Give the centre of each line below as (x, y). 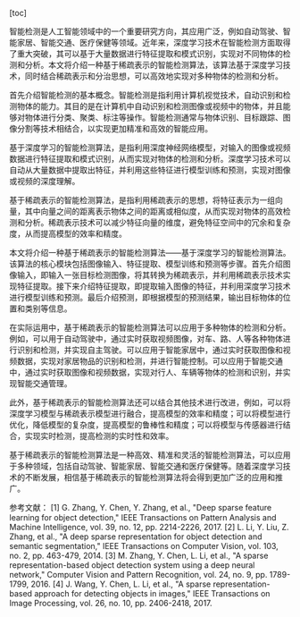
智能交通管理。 (44, 383)
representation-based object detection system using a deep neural (132, 565)
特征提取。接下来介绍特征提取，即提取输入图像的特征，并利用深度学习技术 (154, 286)
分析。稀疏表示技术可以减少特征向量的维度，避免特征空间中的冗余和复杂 (158, 222)
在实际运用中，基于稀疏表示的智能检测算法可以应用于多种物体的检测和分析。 (150, 327)
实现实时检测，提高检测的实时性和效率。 (99, 436)
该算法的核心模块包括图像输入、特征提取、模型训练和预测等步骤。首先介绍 (146, 264)
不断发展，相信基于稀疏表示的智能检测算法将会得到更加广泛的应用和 (150, 477)
